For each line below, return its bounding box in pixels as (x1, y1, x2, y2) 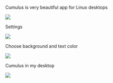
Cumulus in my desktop (5, 63, 55, 68)
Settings (5, 24, 23, 30)
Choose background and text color (5, 43, 78, 49)
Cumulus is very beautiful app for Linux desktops (5, 5, 108, 10)
